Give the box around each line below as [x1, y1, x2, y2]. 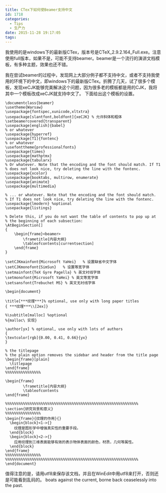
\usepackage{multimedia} [5, 184, 56, 189]
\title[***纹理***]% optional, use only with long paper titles [5, 298, 139, 304]
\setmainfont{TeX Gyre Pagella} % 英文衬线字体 [5, 270, 101, 275]
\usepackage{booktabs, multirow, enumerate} [5, 175, 99, 180]
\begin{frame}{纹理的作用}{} [5, 416, 62, 421]
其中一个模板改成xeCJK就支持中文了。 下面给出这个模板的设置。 [5, 90, 137, 97]
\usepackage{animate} [5, 179, 50, 184]
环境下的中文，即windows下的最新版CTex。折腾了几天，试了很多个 [13, 78, 151, 84]
